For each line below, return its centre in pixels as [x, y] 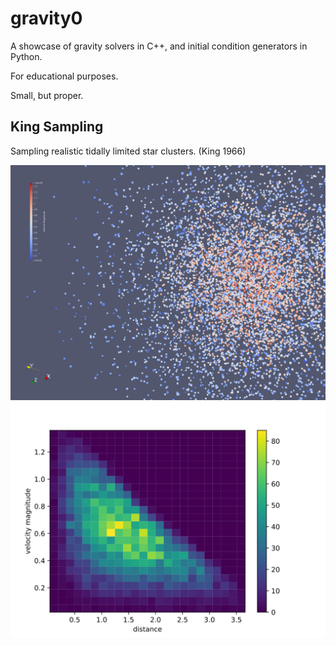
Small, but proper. [47, 95]
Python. [26, 56]
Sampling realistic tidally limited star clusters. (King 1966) [128, 151]
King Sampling [57, 127]
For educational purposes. [64, 76]
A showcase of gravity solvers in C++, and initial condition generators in [159, 46]
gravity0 [46, 18]
